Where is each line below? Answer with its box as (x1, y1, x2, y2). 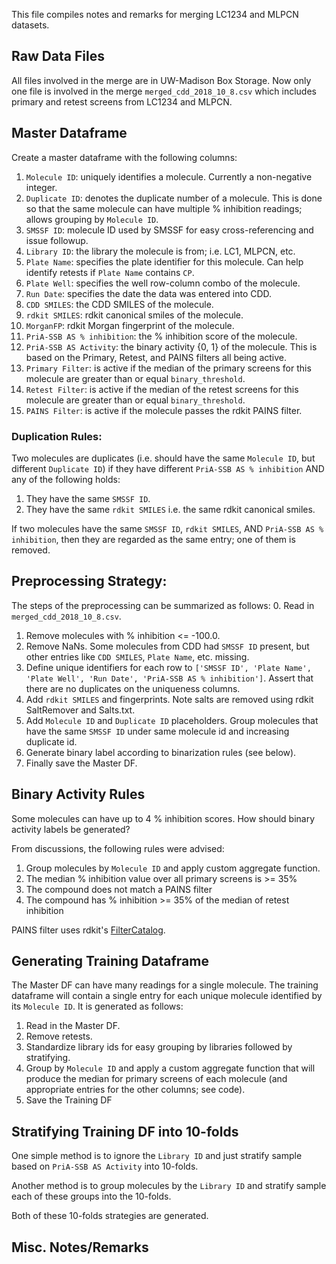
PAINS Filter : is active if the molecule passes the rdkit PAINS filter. (25, 404, 303, 416)
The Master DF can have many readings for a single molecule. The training (11, 979, 319, 991)
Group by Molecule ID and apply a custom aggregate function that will (25, 1062, 316, 1074)
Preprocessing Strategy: (11, 573, 168, 590)
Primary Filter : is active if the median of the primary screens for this (25, 362, 312, 374)
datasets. (11, 19, 50, 31)
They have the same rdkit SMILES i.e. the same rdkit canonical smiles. (25, 503, 316, 515)
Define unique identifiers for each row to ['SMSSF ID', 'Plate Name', (25, 661, 312, 673)
